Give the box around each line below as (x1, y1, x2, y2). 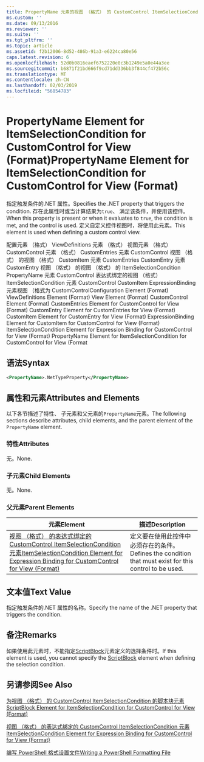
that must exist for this (129, 557, 194, 565)
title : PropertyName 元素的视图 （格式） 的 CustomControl (6, 9, 150, 15)
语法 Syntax (6, 358, 50, 368)
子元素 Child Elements (6, 471, 71, 480)
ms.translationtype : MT (6, 71, 67, 77)
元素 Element (48, 520, 85, 529)
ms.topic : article (6, 43, 53, 49)
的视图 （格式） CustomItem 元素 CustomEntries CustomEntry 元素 (18, 256, 186, 264)
